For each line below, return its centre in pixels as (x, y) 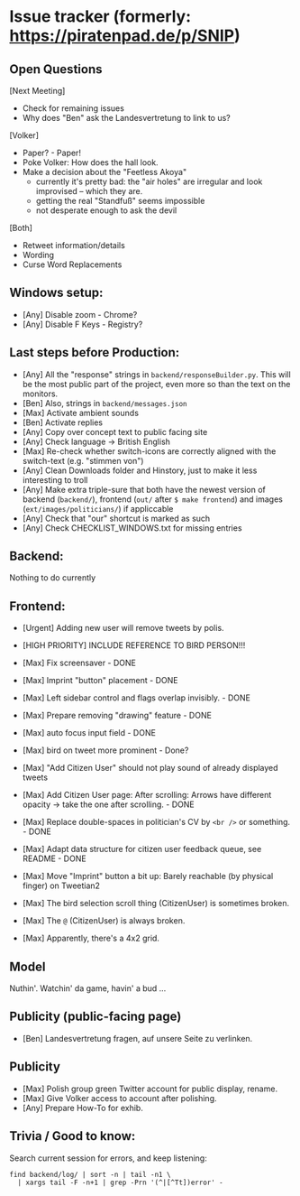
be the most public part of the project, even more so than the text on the (156, 384)
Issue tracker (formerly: (100, 17)
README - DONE (55, 858)
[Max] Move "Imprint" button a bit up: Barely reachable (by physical (148, 876)
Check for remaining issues (73, 108)
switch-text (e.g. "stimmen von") (83, 460)
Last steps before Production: (95, 352)
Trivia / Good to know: (73, 1136)
